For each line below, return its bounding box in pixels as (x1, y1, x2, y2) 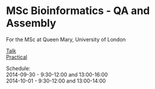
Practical (6, 53, 27, 60)
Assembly (6, 16, 57, 30)
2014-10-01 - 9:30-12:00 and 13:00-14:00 (6, 77, 106, 84)
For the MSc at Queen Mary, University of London (6, 36, 126, 43)
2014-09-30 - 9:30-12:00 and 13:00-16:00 (6, 71, 108, 78)
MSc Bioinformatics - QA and (6, 4, 150, 18)
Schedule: (6, 64, 30, 71)
